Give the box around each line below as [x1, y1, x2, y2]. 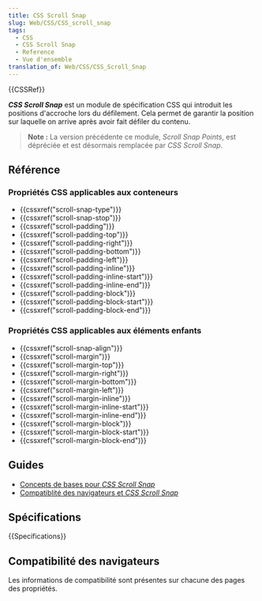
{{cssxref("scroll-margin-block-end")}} [19, 435, 148, 445]
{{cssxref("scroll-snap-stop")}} [19, 213, 122, 223]
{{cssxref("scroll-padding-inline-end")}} [19, 280, 152, 290]
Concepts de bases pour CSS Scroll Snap [19, 479, 155, 489]
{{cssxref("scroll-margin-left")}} [19, 385, 125, 395]
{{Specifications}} [8, 532, 67, 541]
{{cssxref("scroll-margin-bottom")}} [19, 377, 137, 386]
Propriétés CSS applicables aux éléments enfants [8, 325, 202, 336]
